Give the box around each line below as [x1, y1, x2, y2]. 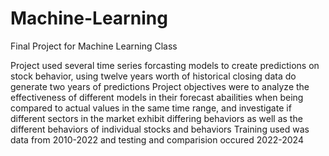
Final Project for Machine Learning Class [10, 40, 178, 52]
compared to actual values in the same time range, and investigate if [10, 102, 292, 114]
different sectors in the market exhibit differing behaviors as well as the [10, 112, 303, 124]
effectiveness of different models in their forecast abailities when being [10, 91, 304, 103]
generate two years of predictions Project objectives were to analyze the [10, 80, 310, 92]
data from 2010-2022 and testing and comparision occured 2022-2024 [10, 133, 304, 146]
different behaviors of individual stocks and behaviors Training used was [10, 123, 310, 135]
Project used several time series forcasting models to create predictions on [10, 59, 320, 71]
